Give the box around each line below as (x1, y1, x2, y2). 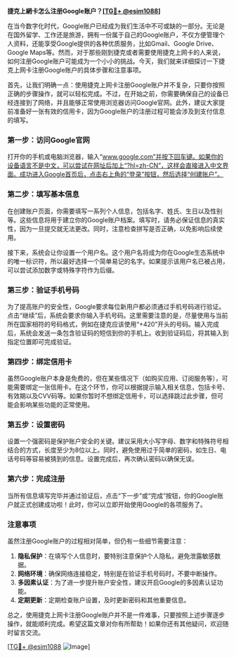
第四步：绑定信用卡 (7, 357, 72, 367)
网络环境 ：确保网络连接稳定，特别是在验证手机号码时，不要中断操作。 (17, 569, 221, 578)
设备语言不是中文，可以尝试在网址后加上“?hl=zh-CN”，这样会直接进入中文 (7, 161, 223, 170)
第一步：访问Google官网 (7, 135, 90, 145)
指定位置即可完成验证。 (7, 337, 75, 346)
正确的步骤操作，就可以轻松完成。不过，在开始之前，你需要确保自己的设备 (7, 89, 223, 98)
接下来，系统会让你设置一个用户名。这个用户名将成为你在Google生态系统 (7, 248, 219, 256)
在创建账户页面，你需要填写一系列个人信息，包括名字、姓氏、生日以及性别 (7, 207, 223, 215)
